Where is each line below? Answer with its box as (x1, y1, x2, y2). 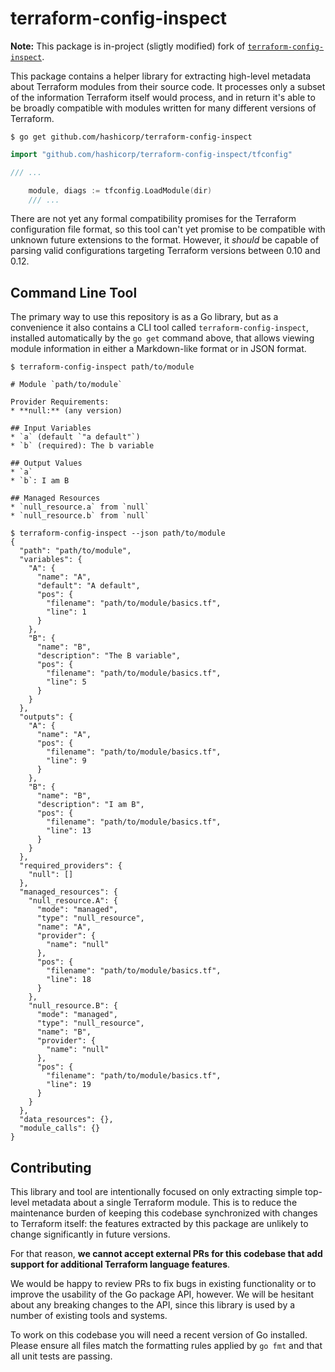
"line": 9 (46, 756, 87, 766)
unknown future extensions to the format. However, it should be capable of (10, 234, 320, 246)
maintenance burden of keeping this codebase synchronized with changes (10, 1207, 318, 1219)
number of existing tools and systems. (10, 1310, 168, 1322)
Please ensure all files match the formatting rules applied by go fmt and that (10, 1340, 323, 1352)
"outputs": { (19, 712, 74, 722)
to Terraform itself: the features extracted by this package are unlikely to (10, 1218, 309, 1230)
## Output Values (10, 458, 83, 469)
